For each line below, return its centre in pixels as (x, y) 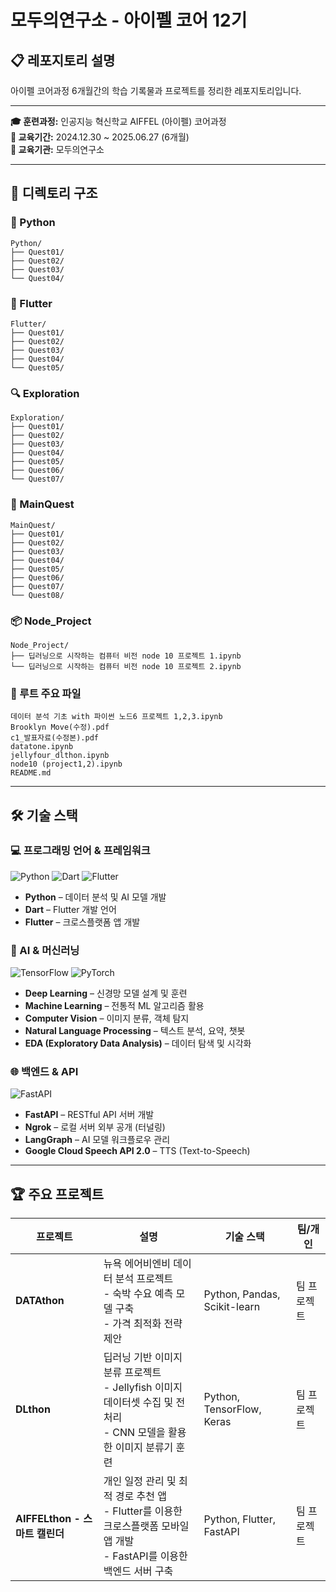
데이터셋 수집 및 (138, 1403)
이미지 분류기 (144, 1448)
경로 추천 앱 (140, 1496)
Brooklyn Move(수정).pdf (60, 727)
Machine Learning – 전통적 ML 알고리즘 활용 (114, 1006)
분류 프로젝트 (132, 1373)
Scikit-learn (232, 1307)
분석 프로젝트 (144, 1279)
